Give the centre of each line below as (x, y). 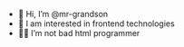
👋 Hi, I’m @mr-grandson (63, 14)
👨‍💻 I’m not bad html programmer (79, 33)
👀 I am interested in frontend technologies (96, 23)
